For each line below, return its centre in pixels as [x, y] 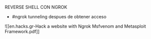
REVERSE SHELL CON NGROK [36, 7]
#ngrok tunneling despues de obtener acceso [59, 17]
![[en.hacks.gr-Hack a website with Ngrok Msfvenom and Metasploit [75, 26]
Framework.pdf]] [22, 31]
